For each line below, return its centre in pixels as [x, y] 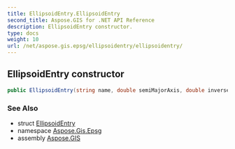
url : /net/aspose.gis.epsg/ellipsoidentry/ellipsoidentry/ [95, 46]
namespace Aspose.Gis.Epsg [59, 130]
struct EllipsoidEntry [46, 123]
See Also [23, 108]
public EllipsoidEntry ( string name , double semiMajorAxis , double [106, 90]
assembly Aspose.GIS [49, 138]
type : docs [23, 33]
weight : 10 [23, 40]
